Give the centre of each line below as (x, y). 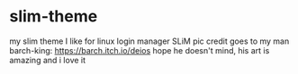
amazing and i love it (48, 60)
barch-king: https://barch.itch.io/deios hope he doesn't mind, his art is (140, 50)
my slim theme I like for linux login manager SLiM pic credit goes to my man (149, 41)
